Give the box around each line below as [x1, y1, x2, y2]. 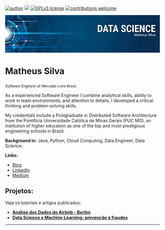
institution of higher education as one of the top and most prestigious [5, 123, 145, 129]
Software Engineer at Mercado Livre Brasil [5, 84, 77, 89]
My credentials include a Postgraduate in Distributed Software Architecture [5, 112, 157, 118]
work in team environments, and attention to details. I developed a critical [5, 98, 154, 103]
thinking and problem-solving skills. [5, 103, 77, 109]
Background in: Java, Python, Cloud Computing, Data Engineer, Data [5, 138, 145, 144]
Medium [12, 172, 29, 178]
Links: [5, 153, 18, 159]
